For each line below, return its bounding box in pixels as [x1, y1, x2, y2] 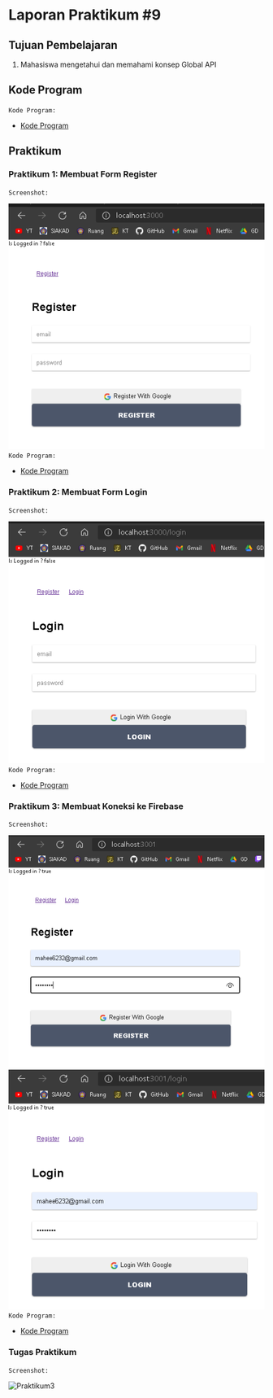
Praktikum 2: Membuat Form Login [8, 487, 148, 498]
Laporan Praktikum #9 [8, 6, 161, 24]
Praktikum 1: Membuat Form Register [8, 168, 158, 180]
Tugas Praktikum [8, 1347, 77, 1358]
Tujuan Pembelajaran [8, 38, 118, 52]
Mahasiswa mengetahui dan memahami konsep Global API [19, 59, 217, 69]
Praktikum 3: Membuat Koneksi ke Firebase [8, 800, 184, 811]
